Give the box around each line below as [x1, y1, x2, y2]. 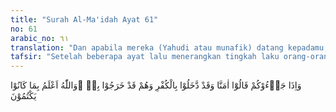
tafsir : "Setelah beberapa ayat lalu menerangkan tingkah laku [10, 52, 280, 62]
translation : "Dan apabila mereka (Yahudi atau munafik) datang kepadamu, [10, 42, 329, 53]
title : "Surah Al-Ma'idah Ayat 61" [10, 14, 159, 25]
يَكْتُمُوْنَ [10, 90, 37, 102]
